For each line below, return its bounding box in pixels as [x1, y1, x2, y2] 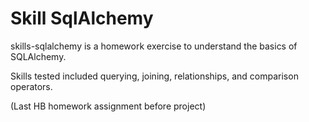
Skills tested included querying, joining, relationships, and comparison [10, 70, 299, 82]
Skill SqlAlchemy [10, 7, 154, 30]
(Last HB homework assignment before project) [10, 100, 207, 112]
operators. [10, 80, 53, 92]
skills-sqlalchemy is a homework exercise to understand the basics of [10, 40, 298, 52]
